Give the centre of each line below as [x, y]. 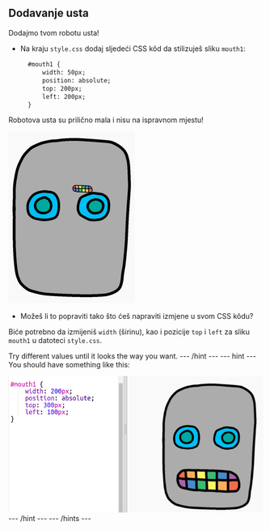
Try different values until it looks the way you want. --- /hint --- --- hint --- [133, 356]
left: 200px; [64, 96]
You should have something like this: [70, 364]
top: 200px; [62, 88]
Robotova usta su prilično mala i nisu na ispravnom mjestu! [106, 120]
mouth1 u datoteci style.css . [55, 340]
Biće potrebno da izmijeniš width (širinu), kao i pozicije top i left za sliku [129, 332]
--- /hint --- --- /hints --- [50, 519]
